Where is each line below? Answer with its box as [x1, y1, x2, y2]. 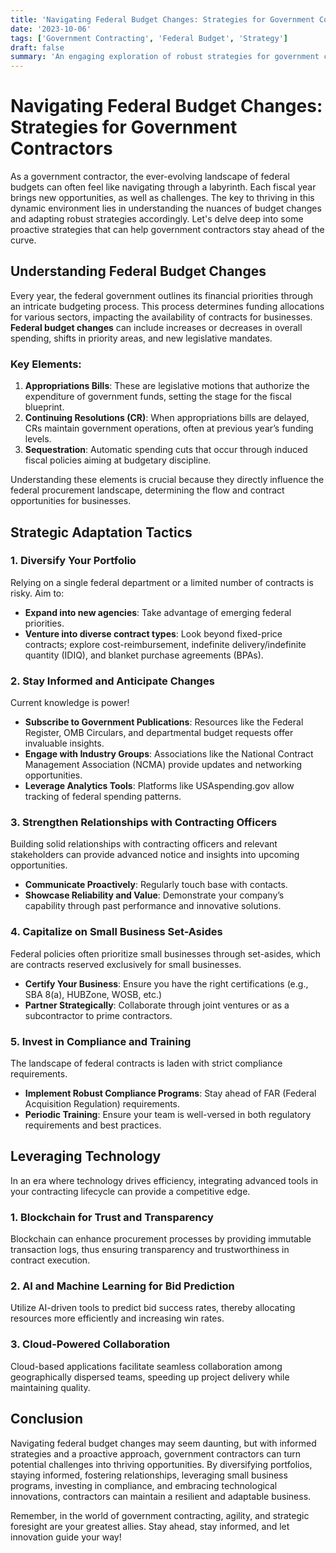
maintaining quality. [10, 1381, 91, 1393]
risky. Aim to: [10, 587, 65, 599]
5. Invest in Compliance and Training [10, 1034, 192, 1048]
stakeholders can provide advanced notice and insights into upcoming [10, 849, 300, 861]
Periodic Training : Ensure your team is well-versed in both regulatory [24, 1109, 312, 1121]
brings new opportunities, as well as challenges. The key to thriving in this [10, 192, 315, 204]
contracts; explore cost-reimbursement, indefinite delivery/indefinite [24, 638, 307, 650]
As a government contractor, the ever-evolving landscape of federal [10, 171, 290, 183]
